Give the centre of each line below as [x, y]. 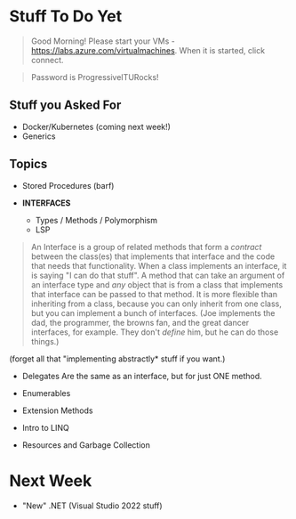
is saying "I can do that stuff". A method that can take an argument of [158, 275]
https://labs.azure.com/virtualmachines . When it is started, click [148, 50]
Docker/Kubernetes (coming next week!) [96, 126]
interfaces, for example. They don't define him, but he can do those [155, 332]
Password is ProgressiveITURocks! [95, 77]
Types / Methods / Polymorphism [96, 220]
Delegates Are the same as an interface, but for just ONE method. [142, 376]
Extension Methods [57, 410]
